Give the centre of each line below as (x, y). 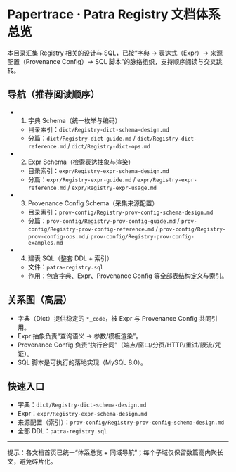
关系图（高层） (40, 300)
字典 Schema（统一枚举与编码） (74, 120)
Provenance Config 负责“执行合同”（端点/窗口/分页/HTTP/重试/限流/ (116, 345)
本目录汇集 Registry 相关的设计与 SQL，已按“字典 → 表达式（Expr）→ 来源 (115, 53)
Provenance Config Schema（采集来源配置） (93, 203)
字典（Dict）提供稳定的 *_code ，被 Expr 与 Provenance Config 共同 (114, 318)
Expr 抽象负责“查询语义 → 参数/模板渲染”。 (80, 336)
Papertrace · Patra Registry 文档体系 (114, 14)
